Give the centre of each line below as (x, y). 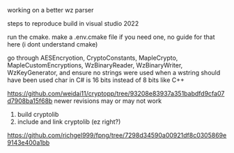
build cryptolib (38, 114)
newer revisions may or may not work (108, 101)
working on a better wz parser (50, 10)
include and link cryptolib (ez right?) (69, 122)
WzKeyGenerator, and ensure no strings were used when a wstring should (114, 73)
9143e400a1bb (29, 143)
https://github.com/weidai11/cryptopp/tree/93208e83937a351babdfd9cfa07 (116, 94)
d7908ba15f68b (30, 101)
